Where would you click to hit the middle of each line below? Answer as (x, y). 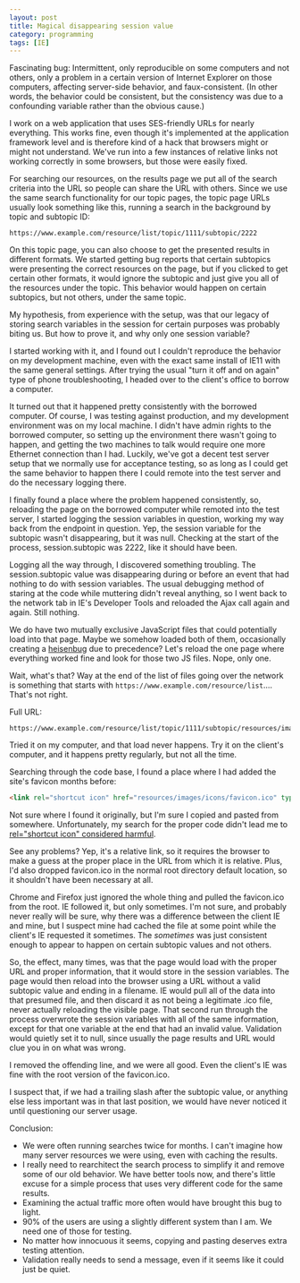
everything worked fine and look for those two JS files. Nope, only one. (141, 658)
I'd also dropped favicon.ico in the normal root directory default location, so (148, 870)
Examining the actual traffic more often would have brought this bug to (152, 1203)
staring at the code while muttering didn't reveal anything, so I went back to (148, 594)
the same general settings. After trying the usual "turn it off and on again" (144, 370)
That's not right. (39, 695)
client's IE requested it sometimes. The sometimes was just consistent (138, 936)
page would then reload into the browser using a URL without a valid (135, 981)
